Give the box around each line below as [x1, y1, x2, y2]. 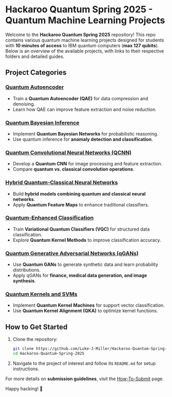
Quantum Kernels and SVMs [5, 291, 78, 298]
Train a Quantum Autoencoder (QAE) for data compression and [12, 95, 148, 101]
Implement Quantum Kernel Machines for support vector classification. [12, 302, 165, 309]
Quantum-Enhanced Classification [5, 214, 94, 221]
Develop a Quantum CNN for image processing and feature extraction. [12, 161, 163, 167]
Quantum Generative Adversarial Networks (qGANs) [5, 250, 139, 257]
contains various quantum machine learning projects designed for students [5, 37, 164, 43]
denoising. [12, 101, 35, 107]
